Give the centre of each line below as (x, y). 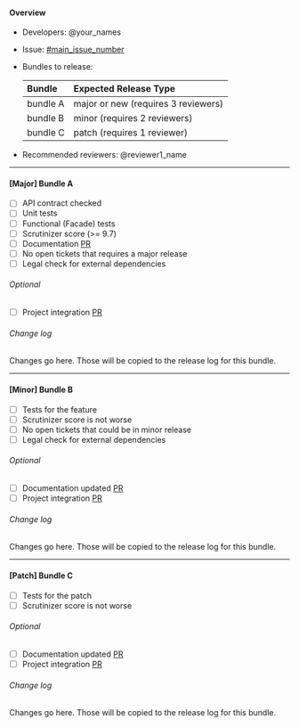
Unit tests (40, 213)
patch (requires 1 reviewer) (131, 133)
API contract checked (62, 203)
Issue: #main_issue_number (73, 50)
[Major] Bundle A (41, 184)
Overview (28, 12)
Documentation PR (57, 243)
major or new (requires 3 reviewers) (149, 104)
